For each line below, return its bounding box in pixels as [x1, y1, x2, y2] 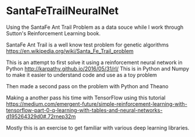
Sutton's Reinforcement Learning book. [6, 29, 101, 36]
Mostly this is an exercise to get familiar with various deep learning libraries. [6, 124, 190, 131]
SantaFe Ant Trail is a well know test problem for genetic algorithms [6, 41, 169, 48]
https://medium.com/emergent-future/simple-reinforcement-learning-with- [6, 100, 187, 107]
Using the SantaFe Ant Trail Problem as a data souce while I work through [6, 24, 184, 31]
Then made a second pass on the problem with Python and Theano [6, 82, 169, 89]
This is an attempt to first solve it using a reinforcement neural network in [6, 59, 183, 66]
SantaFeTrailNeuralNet [6, 4, 119, 18]
